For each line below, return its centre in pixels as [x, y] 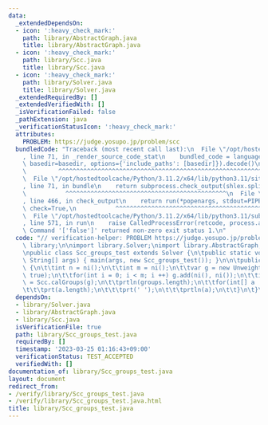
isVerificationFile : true [59, 327]
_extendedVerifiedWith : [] [60, 104]
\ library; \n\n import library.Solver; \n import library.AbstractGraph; [142, 246]
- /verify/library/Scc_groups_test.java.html [85, 401]
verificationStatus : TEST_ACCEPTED [75, 357]
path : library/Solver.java [67, 82]
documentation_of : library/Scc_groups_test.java [91, 372]
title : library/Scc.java [64, 68]
